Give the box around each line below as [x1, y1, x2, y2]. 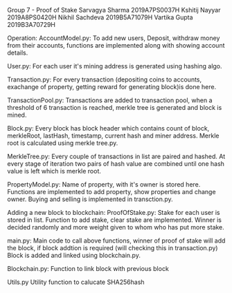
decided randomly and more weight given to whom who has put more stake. [7, 223, 225, 231]
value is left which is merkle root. [7, 167, 102, 175]
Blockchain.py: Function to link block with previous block [7, 265, 170, 272]
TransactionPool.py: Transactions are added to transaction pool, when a [7, 96, 213, 104]
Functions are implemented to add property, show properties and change [7, 188, 216, 196]
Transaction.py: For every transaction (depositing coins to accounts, [7, 75, 202, 84]
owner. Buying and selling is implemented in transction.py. [7, 195, 173, 203]
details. [7, 48, 28, 57]
